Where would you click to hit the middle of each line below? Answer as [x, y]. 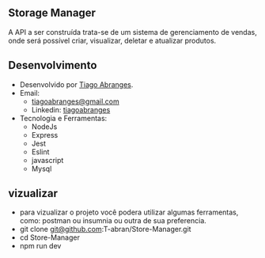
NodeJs [44, 127]
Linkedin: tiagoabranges [71, 109]
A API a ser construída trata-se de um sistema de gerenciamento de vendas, [132, 32]
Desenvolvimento [53, 65]
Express [45, 135]
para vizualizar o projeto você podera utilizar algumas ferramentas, [129, 212]
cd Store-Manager [50, 237]
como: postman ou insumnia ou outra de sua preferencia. [113, 221]
